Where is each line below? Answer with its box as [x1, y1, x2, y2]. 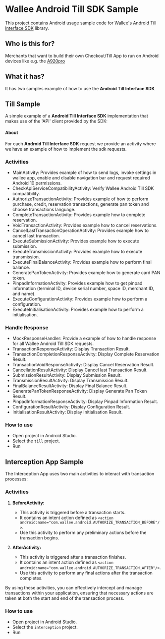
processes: [5, 476, 28, 482]
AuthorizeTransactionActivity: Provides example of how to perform [12, 196, 149, 202]
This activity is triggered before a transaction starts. [19, 509, 126, 515]
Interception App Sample [5, 458, 84, 466]
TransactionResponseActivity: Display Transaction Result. [12, 346, 130, 352]
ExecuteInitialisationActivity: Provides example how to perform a [12, 306, 144, 312]
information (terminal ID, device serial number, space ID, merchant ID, [12, 285, 155, 291]
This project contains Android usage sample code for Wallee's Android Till [5, 20, 157, 26]
